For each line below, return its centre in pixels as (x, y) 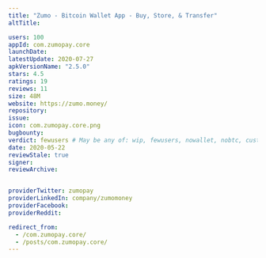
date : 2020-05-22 (37, 147)
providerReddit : (35, 213)
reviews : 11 (28, 89)
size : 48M (25, 96)
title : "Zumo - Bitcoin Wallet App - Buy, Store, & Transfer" (113, 15)
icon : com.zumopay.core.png (55, 126)
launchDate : (28, 52)
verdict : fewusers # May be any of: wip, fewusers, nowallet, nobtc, (125, 140)
